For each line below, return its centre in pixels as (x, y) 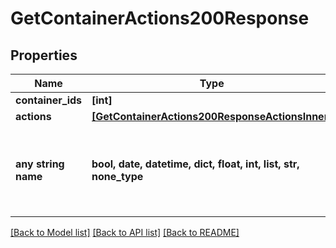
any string (40, 164)
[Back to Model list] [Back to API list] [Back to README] (125, 232)
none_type (117, 176)
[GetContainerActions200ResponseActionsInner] (212, 116)
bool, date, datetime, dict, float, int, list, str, (195, 164)
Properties (44, 55)
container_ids (49, 100)
